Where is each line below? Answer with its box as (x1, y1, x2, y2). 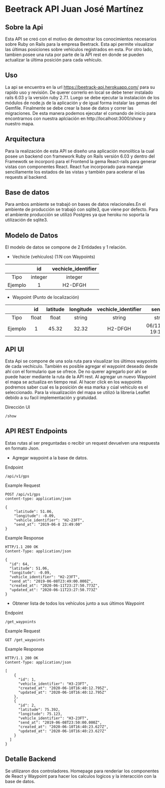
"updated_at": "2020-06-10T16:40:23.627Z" (18, 729, 107, 733)
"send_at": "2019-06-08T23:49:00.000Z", (9, 579, 93, 584)
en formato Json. (5, 445, 40, 451)
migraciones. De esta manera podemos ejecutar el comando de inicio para (5, 110, 156, 116)
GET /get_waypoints (5, 637, 45, 642)
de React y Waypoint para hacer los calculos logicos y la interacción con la (5, 773, 157, 779)
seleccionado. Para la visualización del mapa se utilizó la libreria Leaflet (5, 390, 150, 395)
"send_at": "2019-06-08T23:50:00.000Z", (18, 720, 102, 725)
